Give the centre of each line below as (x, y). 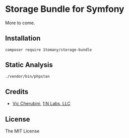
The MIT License (22, 131)
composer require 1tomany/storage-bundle (49, 50)
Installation (23, 38)
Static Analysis (29, 65)
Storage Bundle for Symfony (65, 9)
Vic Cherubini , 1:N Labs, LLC (41, 104)
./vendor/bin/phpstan (28, 76)
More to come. (20, 23)
